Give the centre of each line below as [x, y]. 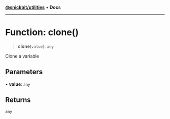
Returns [18, 100]
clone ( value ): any [36, 46]
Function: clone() [42, 33]
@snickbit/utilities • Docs [33, 7]
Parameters [24, 72]
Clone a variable [22, 56]
